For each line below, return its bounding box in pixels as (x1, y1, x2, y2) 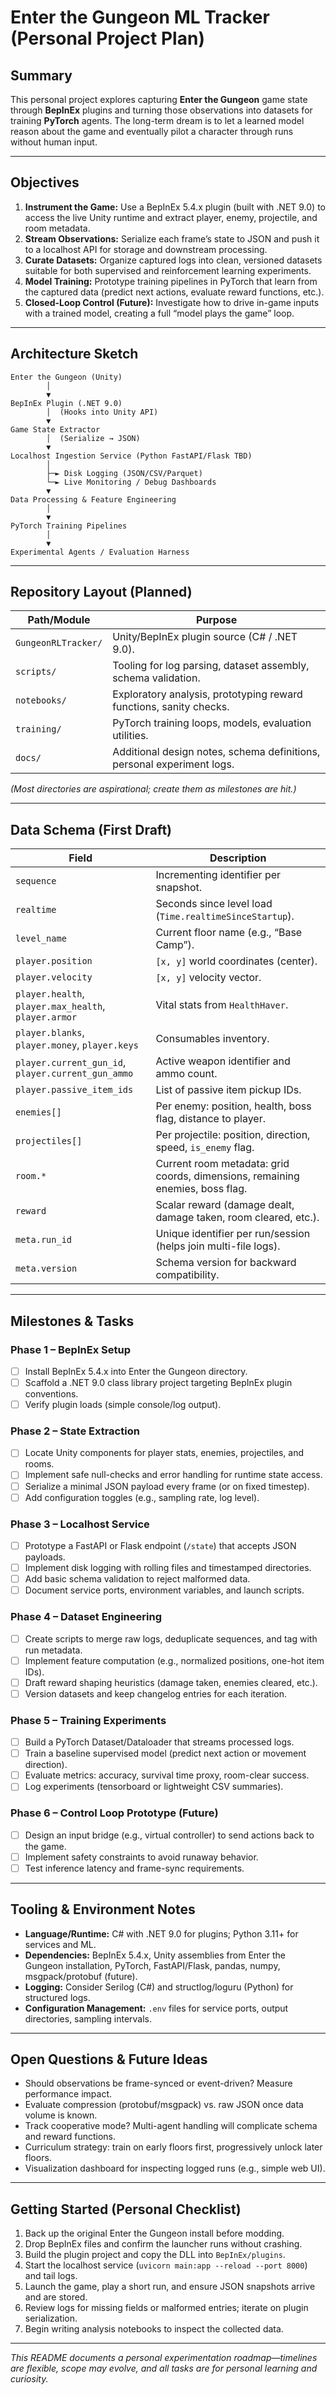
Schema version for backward (155, 1256, 297, 1270)
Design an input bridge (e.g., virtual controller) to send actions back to (24, 1829, 315, 1841)
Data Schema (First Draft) (10, 821, 172, 838)
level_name (15, 933, 67, 945)
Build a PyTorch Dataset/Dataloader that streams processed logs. (24, 1736, 295, 1748)
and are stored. (24, 2291, 88, 2303)
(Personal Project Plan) (10, 27, 205, 50)
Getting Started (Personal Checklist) (10, 2201, 242, 2218)
